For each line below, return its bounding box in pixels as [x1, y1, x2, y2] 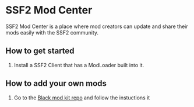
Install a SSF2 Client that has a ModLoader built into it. [13, 61, 144, 68]
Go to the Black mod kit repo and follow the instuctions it [13, 94, 150, 101]
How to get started [5, 46, 75, 56]
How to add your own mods [5, 78, 107, 88]
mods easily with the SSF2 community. [5, 29, 99, 36]
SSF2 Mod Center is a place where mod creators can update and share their [5, 23, 189, 30]
